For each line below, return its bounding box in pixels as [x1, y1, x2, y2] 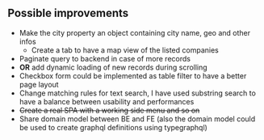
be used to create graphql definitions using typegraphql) [19, 122, 207, 132]
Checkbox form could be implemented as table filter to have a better [19, 70, 247, 80]
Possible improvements [7, 6, 129, 20]
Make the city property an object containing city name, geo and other [19, 28, 251, 37]
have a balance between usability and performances [19, 96, 195, 106]
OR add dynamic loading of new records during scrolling [19, 62, 207, 72]
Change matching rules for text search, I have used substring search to [19, 88, 256, 98]
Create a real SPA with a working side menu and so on [19, 105, 200, 115]
